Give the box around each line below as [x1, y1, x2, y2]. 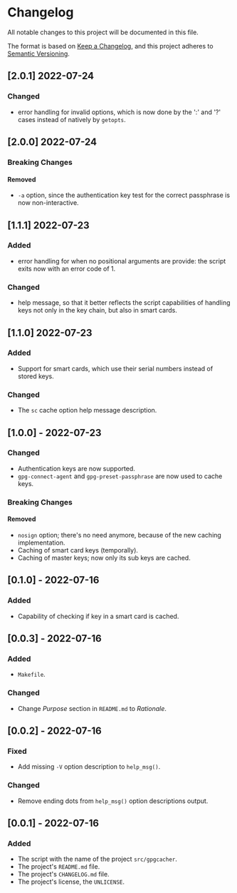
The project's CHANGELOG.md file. [17, 870, 110, 879]
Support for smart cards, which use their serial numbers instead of [17, 364, 214, 373]
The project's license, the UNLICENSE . [17, 877, 125, 886]
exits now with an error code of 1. [17, 264, 116, 273]
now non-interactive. [17, 198, 80, 207]
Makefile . [17, 670, 46, 679]
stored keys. [17, 372, 55, 380]
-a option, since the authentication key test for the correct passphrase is [17, 191, 230, 200]
